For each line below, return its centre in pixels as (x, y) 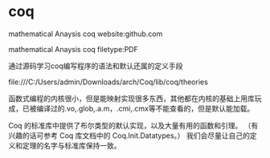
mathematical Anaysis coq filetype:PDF (73, 49)
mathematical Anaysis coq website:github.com (86, 34)
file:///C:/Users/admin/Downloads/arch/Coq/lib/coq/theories (108, 82)
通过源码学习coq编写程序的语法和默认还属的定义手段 (96, 66)
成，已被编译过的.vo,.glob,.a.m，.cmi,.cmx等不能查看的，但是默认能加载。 (131, 108)
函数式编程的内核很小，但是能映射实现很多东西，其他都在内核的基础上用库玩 (135, 98)
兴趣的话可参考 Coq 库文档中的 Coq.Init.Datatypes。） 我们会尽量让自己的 (129, 136)
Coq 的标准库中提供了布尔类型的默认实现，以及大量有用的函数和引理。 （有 (133, 125)
